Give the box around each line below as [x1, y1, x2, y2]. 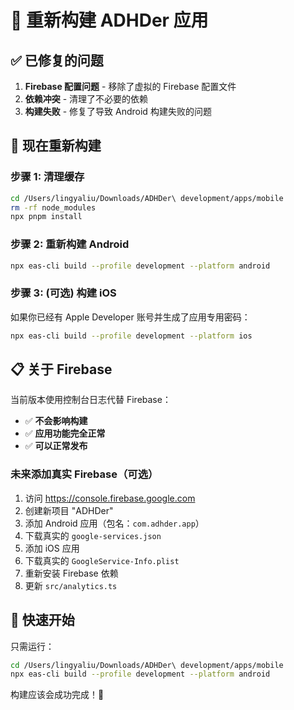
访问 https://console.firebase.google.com [24, 492, 196, 504]
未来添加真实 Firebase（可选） [10, 467, 159, 481]
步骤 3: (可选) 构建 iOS [10, 286, 117, 300]
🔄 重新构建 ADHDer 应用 [10, 9, 209, 32]
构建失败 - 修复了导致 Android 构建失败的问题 [24, 106, 212, 117]
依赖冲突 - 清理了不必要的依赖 [24, 93, 149, 105]
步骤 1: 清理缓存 [10, 170, 85, 184]
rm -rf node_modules [10, 202, 97, 213]
